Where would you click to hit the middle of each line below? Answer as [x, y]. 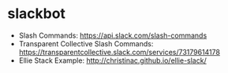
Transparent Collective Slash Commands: [86, 43]
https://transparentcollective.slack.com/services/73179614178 [119, 52]
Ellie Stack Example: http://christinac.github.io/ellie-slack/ [112, 60]
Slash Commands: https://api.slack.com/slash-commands [113, 35]
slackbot [37, 14]
